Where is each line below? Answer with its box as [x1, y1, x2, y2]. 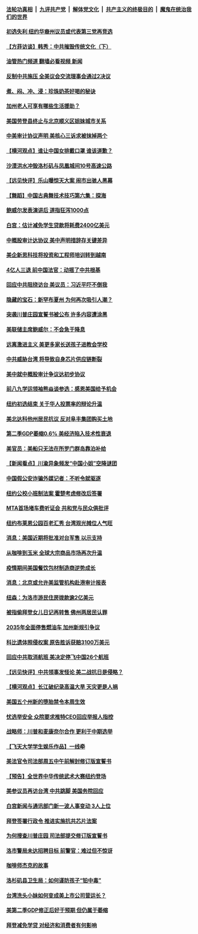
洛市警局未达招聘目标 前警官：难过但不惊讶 [6, 847, 113, 854]
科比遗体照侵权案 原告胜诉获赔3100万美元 [6, 639, 110, 646]
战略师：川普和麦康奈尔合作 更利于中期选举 [6, 728, 113, 735]
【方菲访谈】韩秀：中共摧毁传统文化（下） [6, 43, 112, 50]
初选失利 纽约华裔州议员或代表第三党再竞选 [6, 28, 113, 36]
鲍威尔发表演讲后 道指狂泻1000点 [6, 206, 89, 214]
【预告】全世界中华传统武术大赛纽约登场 [6, 772, 106, 779]
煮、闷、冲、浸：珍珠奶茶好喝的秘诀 [6, 87, 96, 94]
